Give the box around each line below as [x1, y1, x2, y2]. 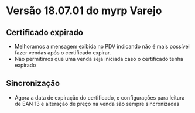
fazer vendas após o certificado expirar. [14, 49, 111, 56]
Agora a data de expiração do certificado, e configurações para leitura [14, 94, 185, 101]
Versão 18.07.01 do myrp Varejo [6, 4, 162, 18]
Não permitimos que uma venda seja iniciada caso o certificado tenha [14, 56, 183, 62]
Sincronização [6, 78, 60, 88]
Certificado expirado [6, 28, 84, 37]
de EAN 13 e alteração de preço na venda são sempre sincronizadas [14, 100, 180, 107]
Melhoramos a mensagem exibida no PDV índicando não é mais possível [14, 43, 190, 50]
